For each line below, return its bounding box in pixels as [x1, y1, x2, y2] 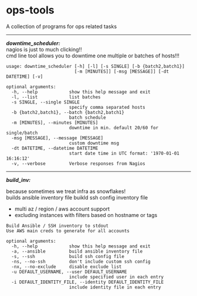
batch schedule [69, 115, 107, 121]
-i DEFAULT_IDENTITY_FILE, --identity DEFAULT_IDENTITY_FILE [11, 279, 164, 285]
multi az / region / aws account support [14, 205, 110, 212]
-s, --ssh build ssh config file [11, 253, 125, 259]
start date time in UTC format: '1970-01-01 [69, 150, 180, 156]
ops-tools [6, 4, 55, 17]
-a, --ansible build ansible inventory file [11, 248, 143, 254]
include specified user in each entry [69, 274, 164, 280]
